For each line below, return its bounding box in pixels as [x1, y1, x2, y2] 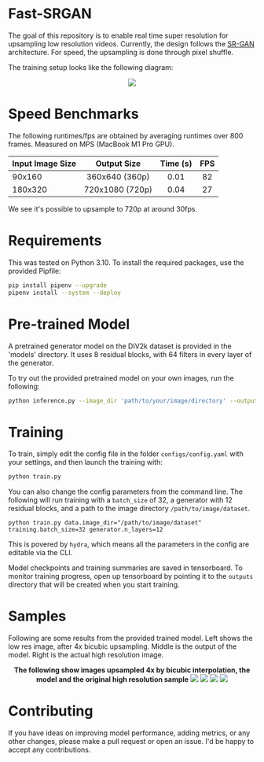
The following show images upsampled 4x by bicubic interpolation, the [13, 665, 251, 675]
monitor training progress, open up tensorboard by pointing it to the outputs [8, 572, 254, 581]
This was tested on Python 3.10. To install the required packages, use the [8, 257, 244, 267]
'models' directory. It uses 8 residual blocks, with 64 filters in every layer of [8, 349, 252, 359]
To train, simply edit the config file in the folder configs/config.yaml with [8, 449, 244, 458]
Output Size [95, 158, 141, 169]
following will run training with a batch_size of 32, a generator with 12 [8, 495, 233, 505]
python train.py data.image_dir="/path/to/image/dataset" [8, 519, 202, 527]
